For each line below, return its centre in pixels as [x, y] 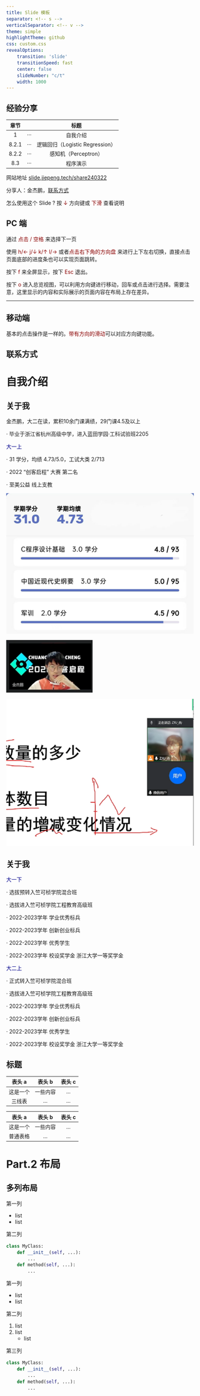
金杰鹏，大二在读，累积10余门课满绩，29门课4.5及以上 [74, 421]
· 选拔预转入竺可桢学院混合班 [42, 892]
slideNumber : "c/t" [41, 75]
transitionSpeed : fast [45, 63]
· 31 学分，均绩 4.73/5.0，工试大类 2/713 [56, 460]
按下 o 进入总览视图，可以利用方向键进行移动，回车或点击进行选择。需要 [95, 284]
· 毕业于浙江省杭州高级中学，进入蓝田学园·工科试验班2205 [77, 434]
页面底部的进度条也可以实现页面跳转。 [53, 259]
